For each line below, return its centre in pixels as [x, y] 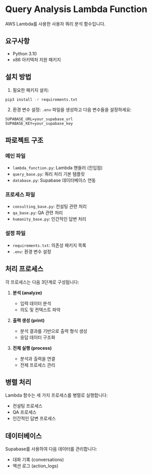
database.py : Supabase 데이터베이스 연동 [54, 180]
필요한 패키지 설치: [31, 90]
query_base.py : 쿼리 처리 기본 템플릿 [49, 174]
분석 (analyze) [27, 293]
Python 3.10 [24, 53]
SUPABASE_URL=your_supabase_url [39, 119]
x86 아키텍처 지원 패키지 [37, 59]
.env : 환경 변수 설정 [32, 251]
